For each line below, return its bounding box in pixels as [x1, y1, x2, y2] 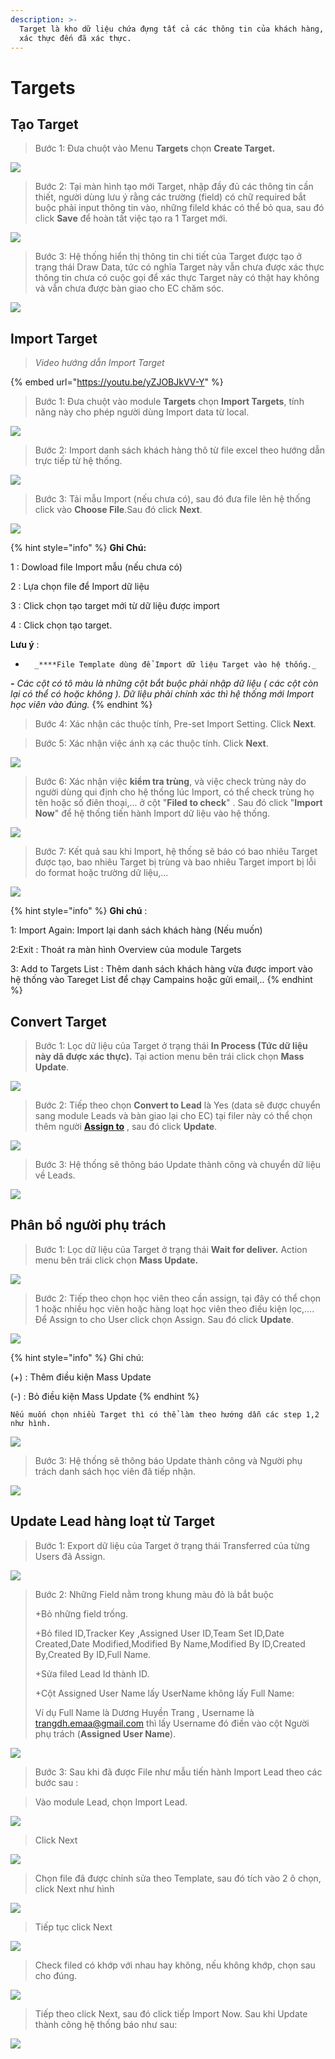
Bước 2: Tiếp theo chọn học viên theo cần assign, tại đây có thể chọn [34, 1292, 322, 1304]
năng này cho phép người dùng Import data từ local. [34, 406, 250, 418]
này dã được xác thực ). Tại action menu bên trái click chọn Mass [34, 1051, 305, 1062]
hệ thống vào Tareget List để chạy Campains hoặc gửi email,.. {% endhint [10, 974, 313, 986]
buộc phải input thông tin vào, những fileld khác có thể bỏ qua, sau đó [34, 202, 325, 214]
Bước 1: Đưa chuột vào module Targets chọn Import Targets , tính [34, 396, 305, 408]
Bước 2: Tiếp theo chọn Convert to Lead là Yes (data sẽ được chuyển [34, 1099, 321, 1111]
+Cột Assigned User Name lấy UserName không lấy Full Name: [34, 1687, 295, 1699]
